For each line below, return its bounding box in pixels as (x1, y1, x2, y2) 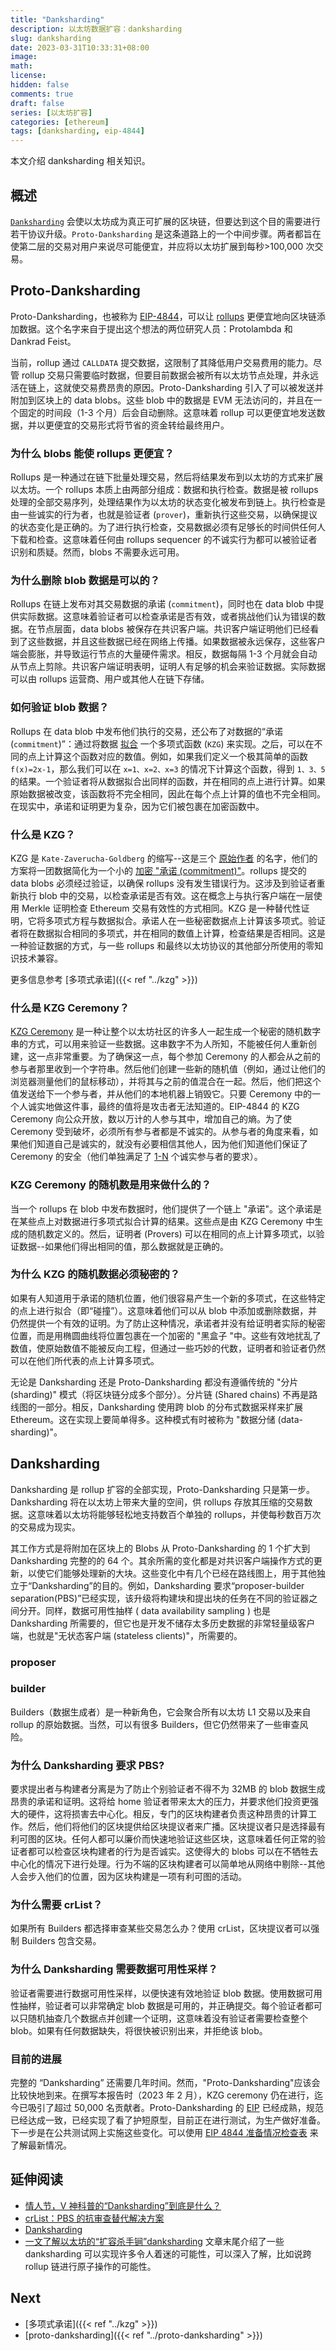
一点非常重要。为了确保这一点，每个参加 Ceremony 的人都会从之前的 (36, 1051, 322, 1063)
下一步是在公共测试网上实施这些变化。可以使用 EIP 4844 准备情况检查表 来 (10, 2127, 319, 2139)
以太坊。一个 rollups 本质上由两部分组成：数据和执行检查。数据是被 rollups (10, 484, 319, 496)
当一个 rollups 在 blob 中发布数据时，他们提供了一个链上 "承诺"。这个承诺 (10, 1202, 314, 1215)
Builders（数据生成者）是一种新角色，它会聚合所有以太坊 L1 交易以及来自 (10, 1706, 312, 1718)
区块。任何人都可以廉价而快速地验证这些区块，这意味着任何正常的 (44, 1833, 317, 1845)
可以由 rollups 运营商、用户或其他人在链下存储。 (10, 673, 210, 685)
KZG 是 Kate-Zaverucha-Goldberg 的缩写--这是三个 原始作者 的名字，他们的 (10, 852, 318, 864)
